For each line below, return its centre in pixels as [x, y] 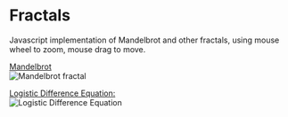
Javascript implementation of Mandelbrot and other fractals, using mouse [144, 40]
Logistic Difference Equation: [62, 93]
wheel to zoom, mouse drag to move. [78, 49]
